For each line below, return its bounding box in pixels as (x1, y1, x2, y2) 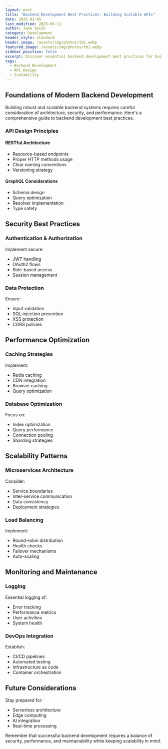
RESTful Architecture (5, 140, 50, 146)
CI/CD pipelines (12, 653, 45, 659)
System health (12, 620, 42, 626)
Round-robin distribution (12, 537, 63, 543)
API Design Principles (5, 127, 59, 134)
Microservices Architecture (5, 467, 74, 474)
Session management (12, 272, 57, 278)
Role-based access (12, 266, 52, 273)
